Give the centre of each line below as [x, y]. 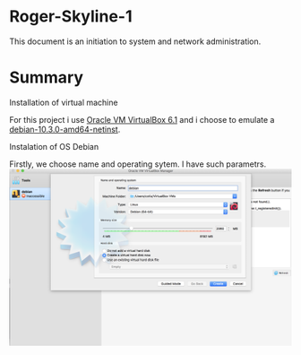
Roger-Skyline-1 [71, 17]
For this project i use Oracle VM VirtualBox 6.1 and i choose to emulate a [142, 119]
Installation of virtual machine [64, 102]
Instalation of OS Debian [54, 146]
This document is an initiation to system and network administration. [135, 41]
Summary [46, 78]
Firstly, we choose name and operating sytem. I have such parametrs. [138, 164]
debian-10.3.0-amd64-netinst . [65, 129]
